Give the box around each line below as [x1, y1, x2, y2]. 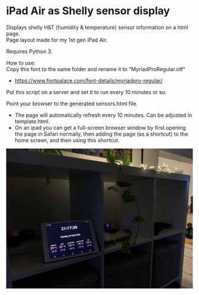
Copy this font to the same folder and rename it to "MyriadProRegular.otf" [6, 65, 185, 72]
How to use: [6, 59, 36, 66]
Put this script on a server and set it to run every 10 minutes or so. [6, 88, 167, 95]
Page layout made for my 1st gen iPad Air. [6, 36, 108, 43]
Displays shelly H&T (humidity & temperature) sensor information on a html [6, 24, 188, 31]
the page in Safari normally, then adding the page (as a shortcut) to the [14, 130, 188, 137]
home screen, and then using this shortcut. [14, 136, 120, 143]
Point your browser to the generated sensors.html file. [6, 100, 138, 107]
